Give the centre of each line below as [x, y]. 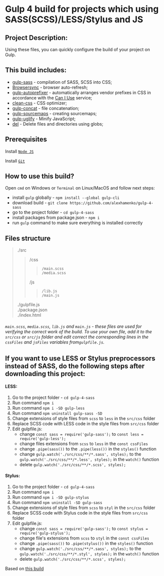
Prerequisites [26, 140]
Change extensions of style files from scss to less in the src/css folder [84, 418]
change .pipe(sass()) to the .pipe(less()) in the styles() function [88, 448]
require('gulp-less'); [43, 439]
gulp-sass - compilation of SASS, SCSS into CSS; [62, 82]
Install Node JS [19, 151]
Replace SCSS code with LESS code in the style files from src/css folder [85, 423]
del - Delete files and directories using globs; [58, 124]
